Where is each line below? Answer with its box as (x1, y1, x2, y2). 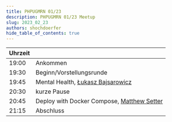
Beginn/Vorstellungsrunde (35, 69, 108, 77)
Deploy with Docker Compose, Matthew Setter (35, 97, 163, 106)
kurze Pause (35, 87, 70, 96)
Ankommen (35, 59, 67, 67)
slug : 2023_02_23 (6, 19, 49, 25)
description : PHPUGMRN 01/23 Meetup (6, 14, 95, 20)
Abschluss (35, 107, 64, 115)
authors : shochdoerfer (6, 25, 61, 31)
